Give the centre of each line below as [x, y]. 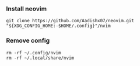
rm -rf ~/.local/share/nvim [40, 58]
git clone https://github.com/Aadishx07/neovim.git [70, 21]
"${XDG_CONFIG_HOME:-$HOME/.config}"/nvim [58, 26]
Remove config [28, 41]
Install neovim [27, 9]
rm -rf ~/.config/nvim [34, 53]
